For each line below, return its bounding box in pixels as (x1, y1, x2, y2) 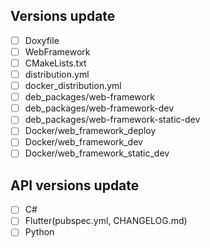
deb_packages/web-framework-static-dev (24, 114, 201, 126)
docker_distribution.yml (24, 80, 122, 92)
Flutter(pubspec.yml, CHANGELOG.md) (24, 215, 188, 227)
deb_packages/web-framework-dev (24, 102, 175, 114)
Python (24, 226, 55, 238)
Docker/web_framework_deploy (24, 125, 157, 137)
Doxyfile (24, 34, 60, 46)
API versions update (10, 177, 140, 194)
